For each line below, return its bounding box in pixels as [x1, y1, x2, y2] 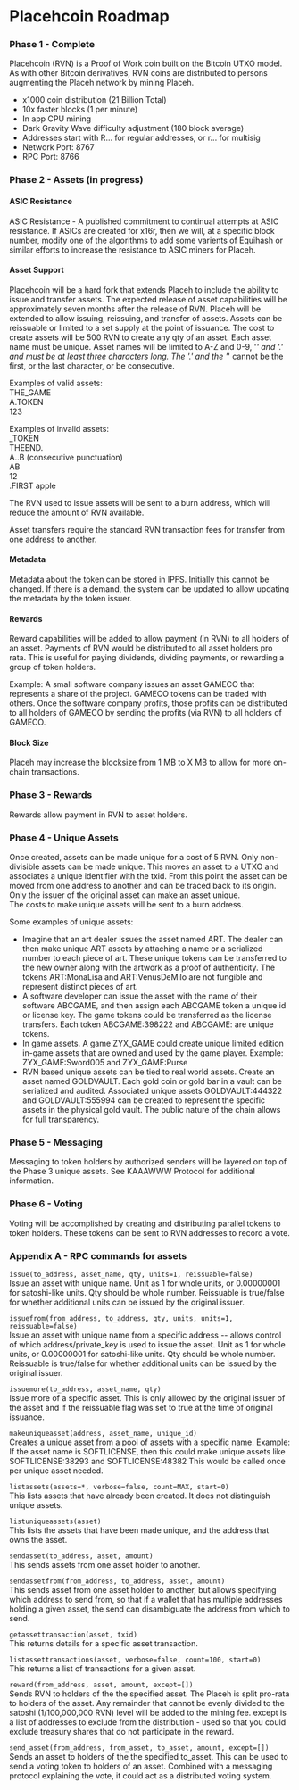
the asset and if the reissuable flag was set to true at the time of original [9, 1402, 274, 1413]
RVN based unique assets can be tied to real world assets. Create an [21, 1066, 275, 1077]
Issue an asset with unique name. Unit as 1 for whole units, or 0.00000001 [9, 1278, 281, 1289]
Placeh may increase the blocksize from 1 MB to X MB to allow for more [9, 757, 272, 768]
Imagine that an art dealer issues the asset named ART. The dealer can [21, 934, 284, 945]
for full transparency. [21, 1114, 100, 1125]
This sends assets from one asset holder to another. [9, 1559, 201, 1570]
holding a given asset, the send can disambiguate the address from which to [9, 1604, 290, 1614]
